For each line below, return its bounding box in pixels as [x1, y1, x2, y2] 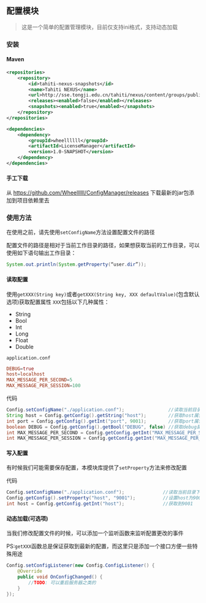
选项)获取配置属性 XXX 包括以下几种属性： [6, 298, 110, 305]
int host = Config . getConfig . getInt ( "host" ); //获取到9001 [6, 501, 193, 507]
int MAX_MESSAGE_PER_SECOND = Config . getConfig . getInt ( [6, 429, 152, 436]
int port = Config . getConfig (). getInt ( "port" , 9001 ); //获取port [6, 418, 194, 424]
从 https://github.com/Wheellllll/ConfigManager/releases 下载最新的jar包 [6, 189, 189, 196]
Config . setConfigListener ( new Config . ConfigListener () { [6, 563, 155, 569]
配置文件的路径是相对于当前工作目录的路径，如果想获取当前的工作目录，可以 [6, 242, 200, 249]
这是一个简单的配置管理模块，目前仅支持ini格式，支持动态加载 [21, 23, 178, 31]
